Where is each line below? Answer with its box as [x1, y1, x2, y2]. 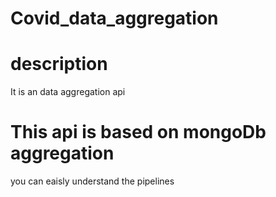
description [10, 53, 108, 76]
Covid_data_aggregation [10, 7, 219, 30]
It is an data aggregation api [10, 86, 126, 98]
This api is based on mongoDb [10, 121, 267, 144]
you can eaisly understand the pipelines [10, 175, 175, 187]
